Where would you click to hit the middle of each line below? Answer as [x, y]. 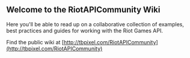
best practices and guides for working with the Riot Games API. [85, 30]
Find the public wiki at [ [35, 42]
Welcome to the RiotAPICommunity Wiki [83, 10]
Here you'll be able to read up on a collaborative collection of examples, [95, 24]
